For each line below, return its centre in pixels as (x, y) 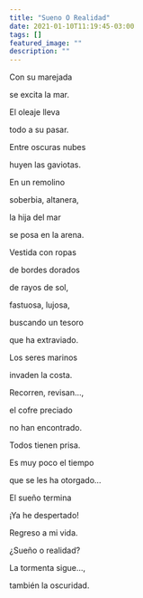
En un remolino (37, 183)
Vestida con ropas (43, 252)
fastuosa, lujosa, (40, 305)
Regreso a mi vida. (44, 533)
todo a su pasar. (39, 130)
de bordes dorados (45, 270)
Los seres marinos (44, 357)
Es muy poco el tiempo (52, 463)
